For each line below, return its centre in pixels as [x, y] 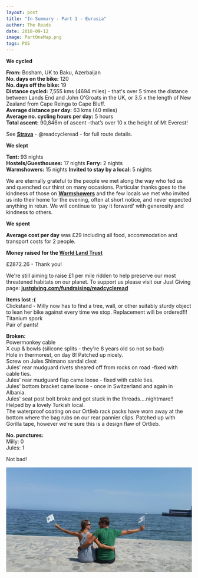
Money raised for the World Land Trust [55, 253]
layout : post [22, 12]
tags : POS [18, 44]
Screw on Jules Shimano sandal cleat [52, 361]
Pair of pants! [22, 325]
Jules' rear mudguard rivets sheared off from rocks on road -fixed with [92, 367]
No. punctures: [25, 435]
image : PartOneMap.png [34, 37]
